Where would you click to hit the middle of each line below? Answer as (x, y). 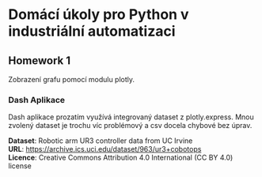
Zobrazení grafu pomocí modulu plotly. (72, 79)
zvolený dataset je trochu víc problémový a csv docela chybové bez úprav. (130, 126)
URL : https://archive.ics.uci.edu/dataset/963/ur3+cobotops (105, 149)
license (20, 166)
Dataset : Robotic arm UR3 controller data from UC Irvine (101, 141)
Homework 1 (40, 60)
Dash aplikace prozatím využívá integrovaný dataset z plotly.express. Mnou (131, 117)
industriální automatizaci (92, 31)
